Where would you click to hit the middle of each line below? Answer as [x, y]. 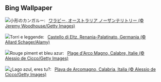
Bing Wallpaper [29, 8]
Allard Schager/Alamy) [27, 42]
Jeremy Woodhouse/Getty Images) [40, 26]
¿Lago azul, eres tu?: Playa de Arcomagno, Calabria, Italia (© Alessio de [83, 69]
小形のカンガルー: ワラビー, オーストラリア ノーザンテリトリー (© [77, 20]
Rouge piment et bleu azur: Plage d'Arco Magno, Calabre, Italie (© [77, 53]
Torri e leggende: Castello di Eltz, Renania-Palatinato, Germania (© [78, 37]
